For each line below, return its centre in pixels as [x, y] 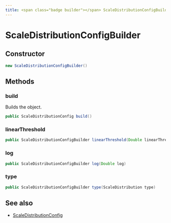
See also [19, 203]
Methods [20, 81]
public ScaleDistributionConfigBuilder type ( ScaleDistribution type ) [81, 187]
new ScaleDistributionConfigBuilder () [46, 66]
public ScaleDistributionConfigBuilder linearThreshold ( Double [74, 140]
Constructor [25, 54]
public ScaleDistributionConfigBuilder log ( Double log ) [66, 163]
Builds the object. [24, 107]
